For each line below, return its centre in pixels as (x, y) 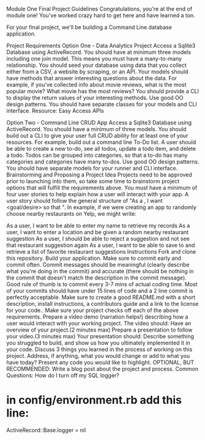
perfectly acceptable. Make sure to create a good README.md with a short (101, 297)
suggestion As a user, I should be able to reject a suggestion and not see (98, 239)
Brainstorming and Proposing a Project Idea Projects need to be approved (99, 175)
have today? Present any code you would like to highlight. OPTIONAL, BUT (100, 362)
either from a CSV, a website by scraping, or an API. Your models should (97, 72)
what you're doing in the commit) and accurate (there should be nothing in (100, 271)
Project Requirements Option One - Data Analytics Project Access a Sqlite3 (101, 46)
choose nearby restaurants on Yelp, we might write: (71, 214)
